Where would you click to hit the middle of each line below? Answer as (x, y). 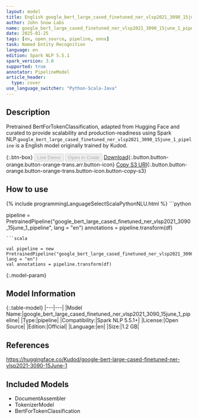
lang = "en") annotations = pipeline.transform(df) (113, 227)
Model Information (41, 294)
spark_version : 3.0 (30, 61)
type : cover (26, 83)
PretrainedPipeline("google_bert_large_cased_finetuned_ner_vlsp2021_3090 (98, 221)
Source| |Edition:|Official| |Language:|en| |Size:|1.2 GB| (73, 327)
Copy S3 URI (131, 164)
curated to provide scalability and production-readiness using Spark (89, 133)
